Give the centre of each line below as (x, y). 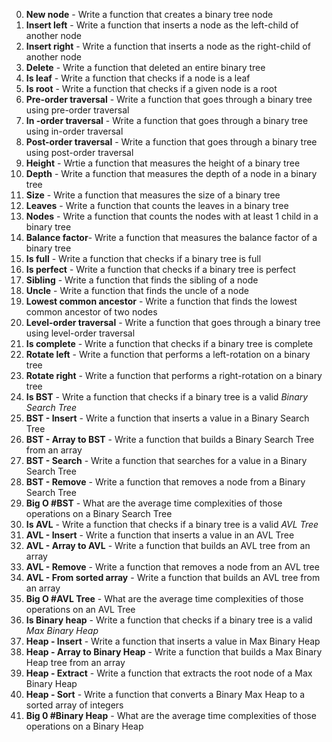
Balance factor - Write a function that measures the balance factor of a (171, 237)
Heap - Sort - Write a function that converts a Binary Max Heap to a (165, 694)
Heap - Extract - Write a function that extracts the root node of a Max (169, 673)
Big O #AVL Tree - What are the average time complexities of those (164, 598)
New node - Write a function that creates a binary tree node (149, 14)
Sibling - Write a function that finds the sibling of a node (142, 280)
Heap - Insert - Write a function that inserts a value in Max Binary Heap (173, 641)
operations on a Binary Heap (84, 726)
